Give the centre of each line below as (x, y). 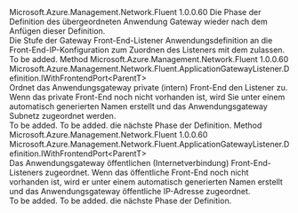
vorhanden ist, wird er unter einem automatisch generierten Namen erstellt (146, 182)
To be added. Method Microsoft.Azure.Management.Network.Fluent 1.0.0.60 (149, 59)
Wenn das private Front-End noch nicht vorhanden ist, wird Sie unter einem (147, 97)
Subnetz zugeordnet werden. (63, 116)
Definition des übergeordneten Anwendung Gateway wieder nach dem (139, 21)
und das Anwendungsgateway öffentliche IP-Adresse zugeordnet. (130, 191)
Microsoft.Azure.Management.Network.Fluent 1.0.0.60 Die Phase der (135, 12)
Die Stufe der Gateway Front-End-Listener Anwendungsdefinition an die (141, 40)
